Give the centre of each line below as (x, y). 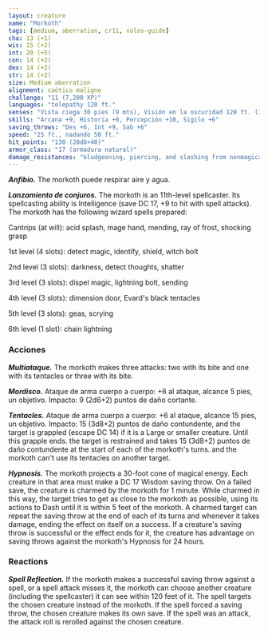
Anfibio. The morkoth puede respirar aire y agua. (89, 180)
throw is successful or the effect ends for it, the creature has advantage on (131, 532)
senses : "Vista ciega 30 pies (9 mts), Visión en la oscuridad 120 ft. (130, 113)
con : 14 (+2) (30, 61)
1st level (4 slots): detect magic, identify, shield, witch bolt (103, 252)
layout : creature (37, 16)
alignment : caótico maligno (55, 90)
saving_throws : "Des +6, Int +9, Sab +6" (78, 127)
